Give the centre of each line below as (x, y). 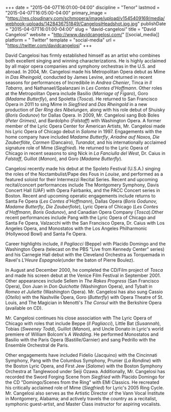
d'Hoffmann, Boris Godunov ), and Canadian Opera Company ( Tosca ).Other (84, 212)
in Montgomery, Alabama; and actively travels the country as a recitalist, (81, 398)
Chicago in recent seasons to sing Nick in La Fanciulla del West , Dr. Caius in (86, 153)
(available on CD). (24, 308)
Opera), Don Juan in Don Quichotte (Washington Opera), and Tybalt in (79, 286)
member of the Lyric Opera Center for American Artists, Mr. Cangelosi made (85, 126)
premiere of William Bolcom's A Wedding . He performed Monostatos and (82, 334)
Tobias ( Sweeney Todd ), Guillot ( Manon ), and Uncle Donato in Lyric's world (84, 329)
